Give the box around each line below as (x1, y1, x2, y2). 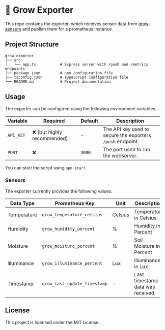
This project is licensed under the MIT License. (5, 319, 100, 325)
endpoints (5, 66, 26, 71)
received (134, 289, 155, 296)
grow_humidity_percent (42, 226, 95, 231)
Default (81, 117, 98, 124)
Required (43, 117, 65, 124)
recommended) (32, 135, 68, 142)
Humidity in (134, 222, 161, 229)
